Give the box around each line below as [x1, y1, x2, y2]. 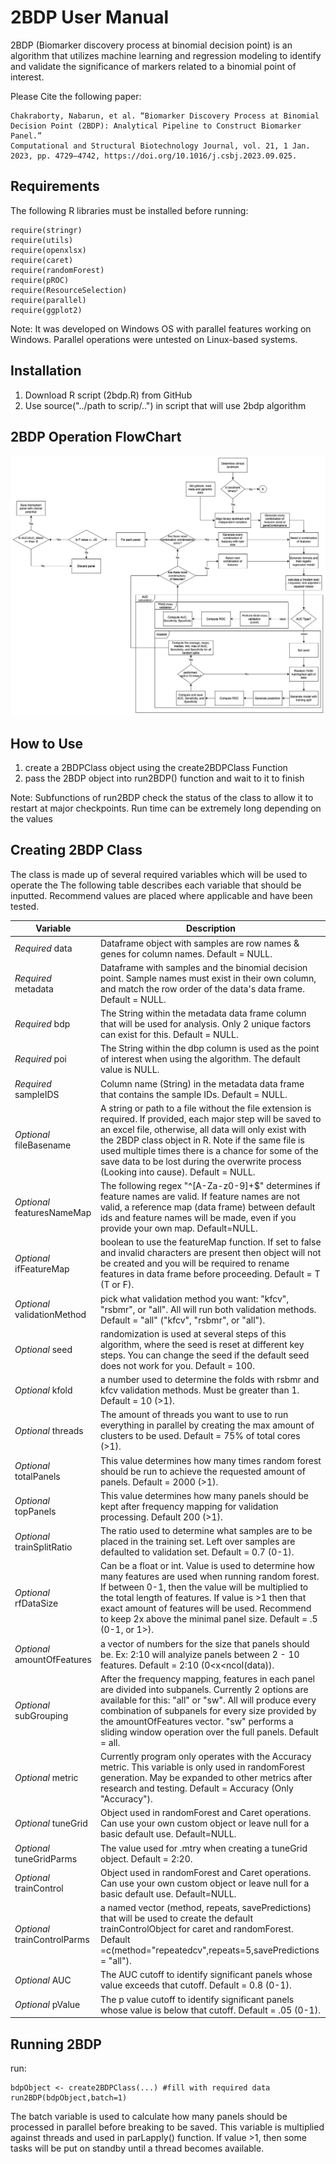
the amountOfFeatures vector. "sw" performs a [99, 1715, 294, 1727]
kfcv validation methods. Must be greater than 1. [99, 1384, 300, 1396]
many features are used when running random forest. [99, 1571, 320, 1583]
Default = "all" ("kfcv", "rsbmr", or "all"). [99, 1314, 266, 1326]
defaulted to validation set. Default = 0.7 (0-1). [99, 1546, 295, 1558]
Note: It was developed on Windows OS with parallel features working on [10, 322, 312, 335]
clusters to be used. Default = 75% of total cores [99, 1430, 301, 1442]
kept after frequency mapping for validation [99, 1500, 279, 1512]
